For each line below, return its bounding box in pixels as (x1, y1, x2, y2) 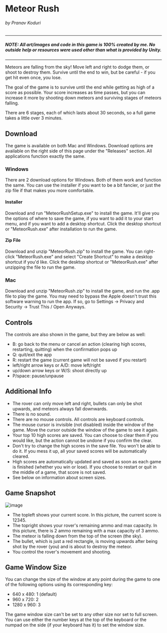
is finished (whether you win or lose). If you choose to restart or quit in (12, 464, 157, 470)
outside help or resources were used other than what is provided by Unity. (5, 47, 162, 53)
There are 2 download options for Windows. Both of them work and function (5, 177, 162, 183)
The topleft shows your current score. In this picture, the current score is (12, 512, 162, 518)
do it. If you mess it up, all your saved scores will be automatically (12, 448, 147, 454)
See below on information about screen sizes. (12, 474, 106, 480)
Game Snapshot (5, 489, 56, 498)
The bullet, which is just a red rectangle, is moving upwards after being (12, 538, 158, 544)
